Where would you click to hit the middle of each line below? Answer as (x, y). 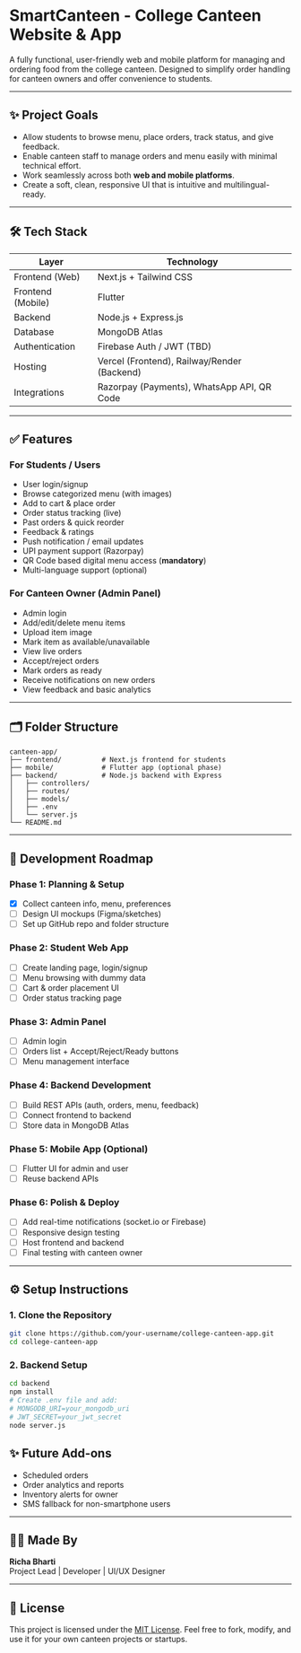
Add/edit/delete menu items (73, 622)
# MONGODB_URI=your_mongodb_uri (69, 1409)
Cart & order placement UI (70, 987)
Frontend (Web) (47, 276)
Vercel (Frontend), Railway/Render (169, 361)
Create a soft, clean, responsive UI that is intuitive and (122, 184)
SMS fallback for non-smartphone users (96, 1503)
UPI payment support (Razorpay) (83, 551)
